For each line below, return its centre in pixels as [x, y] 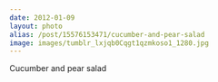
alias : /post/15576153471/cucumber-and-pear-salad [107, 34]
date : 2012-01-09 [42, 18]
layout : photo [36, 26]
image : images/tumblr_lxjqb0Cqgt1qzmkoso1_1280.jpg [109, 43]
